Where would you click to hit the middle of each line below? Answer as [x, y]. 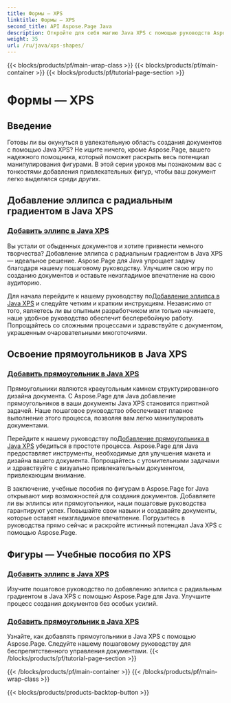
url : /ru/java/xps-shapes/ [46, 45]
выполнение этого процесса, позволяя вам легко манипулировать [106, 418]
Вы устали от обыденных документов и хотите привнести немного [106, 246]
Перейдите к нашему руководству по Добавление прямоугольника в [108, 439]
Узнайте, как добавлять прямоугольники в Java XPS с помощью [101, 636]
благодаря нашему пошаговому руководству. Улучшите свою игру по [110, 268]
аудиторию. [24, 283]
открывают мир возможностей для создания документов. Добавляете [111, 496]
